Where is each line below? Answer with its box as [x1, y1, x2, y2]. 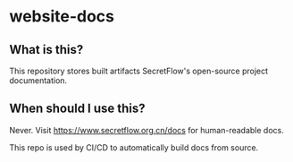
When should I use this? [9, 101, 146, 116]
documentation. [9, 75, 68, 86]
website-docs [9, 6, 114, 27]
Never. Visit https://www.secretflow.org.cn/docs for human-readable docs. [9, 124, 284, 135]
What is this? [9, 42, 84, 57]
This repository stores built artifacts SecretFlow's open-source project [9, 65, 269, 76]
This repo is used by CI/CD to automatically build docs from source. [9, 141, 259, 153]
